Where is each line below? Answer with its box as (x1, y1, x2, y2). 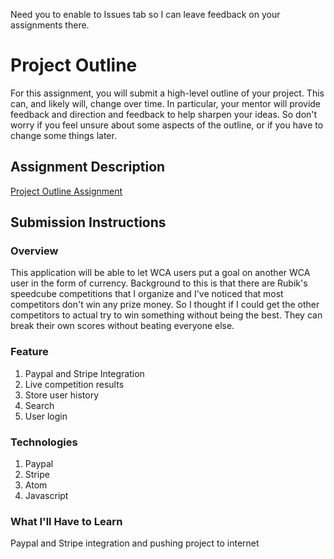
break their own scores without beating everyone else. (10, 320, 235, 332)
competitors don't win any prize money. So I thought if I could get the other (10, 299, 320, 311)
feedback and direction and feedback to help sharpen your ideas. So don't (10, 108, 318, 120)
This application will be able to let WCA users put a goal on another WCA (10, 267, 311, 279)
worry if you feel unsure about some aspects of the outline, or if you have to (10, 119, 324, 131)
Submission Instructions (10, 214, 167, 231)
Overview (10, 244, 59, 258)
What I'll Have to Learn (10, 514, 123, 528)
